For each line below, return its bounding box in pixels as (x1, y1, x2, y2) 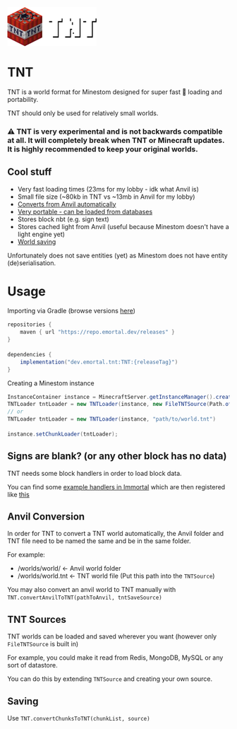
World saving (17, 237, 56, 246)
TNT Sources (7, 613, 67, 625)
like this (7, 490, 30, 498)
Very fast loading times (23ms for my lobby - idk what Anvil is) (17, 185, 200, 193)
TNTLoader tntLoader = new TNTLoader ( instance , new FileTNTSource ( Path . (7, 401, 226, 408)
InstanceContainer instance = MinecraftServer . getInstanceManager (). (7, 393, 217, 400)
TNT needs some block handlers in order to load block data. (7, 469, 182, 477)
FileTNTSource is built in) (7, 640, 79, 648)
